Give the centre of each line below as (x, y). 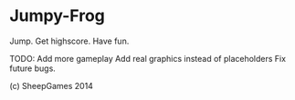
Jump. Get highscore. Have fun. (69, 41)
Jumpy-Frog (57, 16)
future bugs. (33, 68)
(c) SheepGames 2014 (52, 85)
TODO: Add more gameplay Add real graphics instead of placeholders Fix (147, 58)
